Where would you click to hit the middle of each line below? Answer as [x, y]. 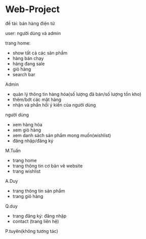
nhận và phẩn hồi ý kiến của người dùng [54, 105]
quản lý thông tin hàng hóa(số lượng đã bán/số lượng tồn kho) [77, 94]
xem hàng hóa [28, 124]
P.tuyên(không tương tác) [32, 231]
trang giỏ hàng [28, 196]
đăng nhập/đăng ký [33, 141]
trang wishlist [27, 171]
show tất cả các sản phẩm [40, 53]
